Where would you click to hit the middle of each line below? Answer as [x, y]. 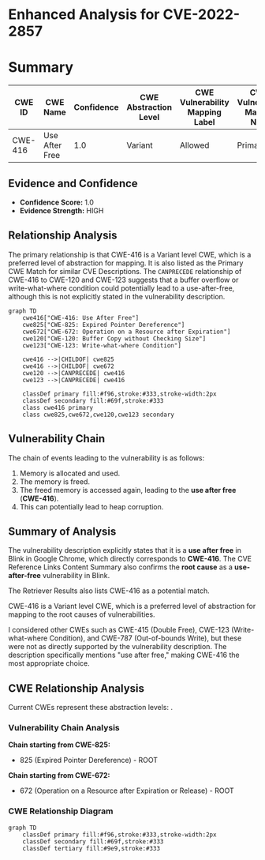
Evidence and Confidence [73, 183]
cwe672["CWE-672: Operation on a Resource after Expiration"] [127, 332]
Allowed [194, 145]
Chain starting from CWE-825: [59, 745]
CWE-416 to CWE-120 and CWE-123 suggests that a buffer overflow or [123, 280]
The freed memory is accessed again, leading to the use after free [128, 490]
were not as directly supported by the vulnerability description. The [118, 647]
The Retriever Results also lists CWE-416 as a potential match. [109, 591]
